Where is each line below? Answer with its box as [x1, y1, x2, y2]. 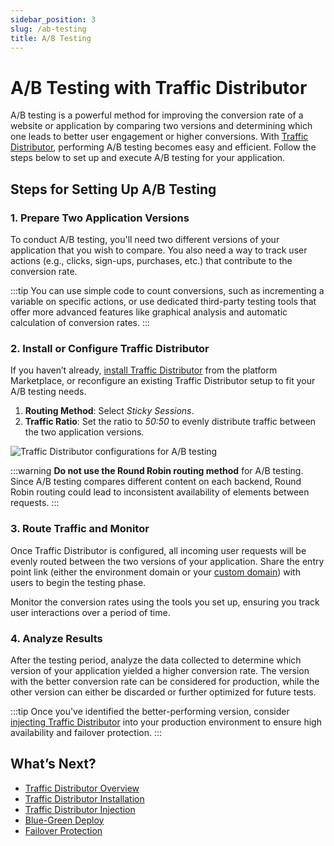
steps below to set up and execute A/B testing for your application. [10, 152, 286, 164]
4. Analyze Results [10, 631, 103, 645]
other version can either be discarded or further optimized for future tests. [10, 686, 317, 698]
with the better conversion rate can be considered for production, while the [10, 675, 320, 687]
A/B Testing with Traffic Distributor [10, 76, 308, 99]
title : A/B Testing [10, 33, 92, 43]
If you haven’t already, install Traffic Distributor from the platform [10, 364, 278, 376]
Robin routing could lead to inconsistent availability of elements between [10, 486, 310, 498]
